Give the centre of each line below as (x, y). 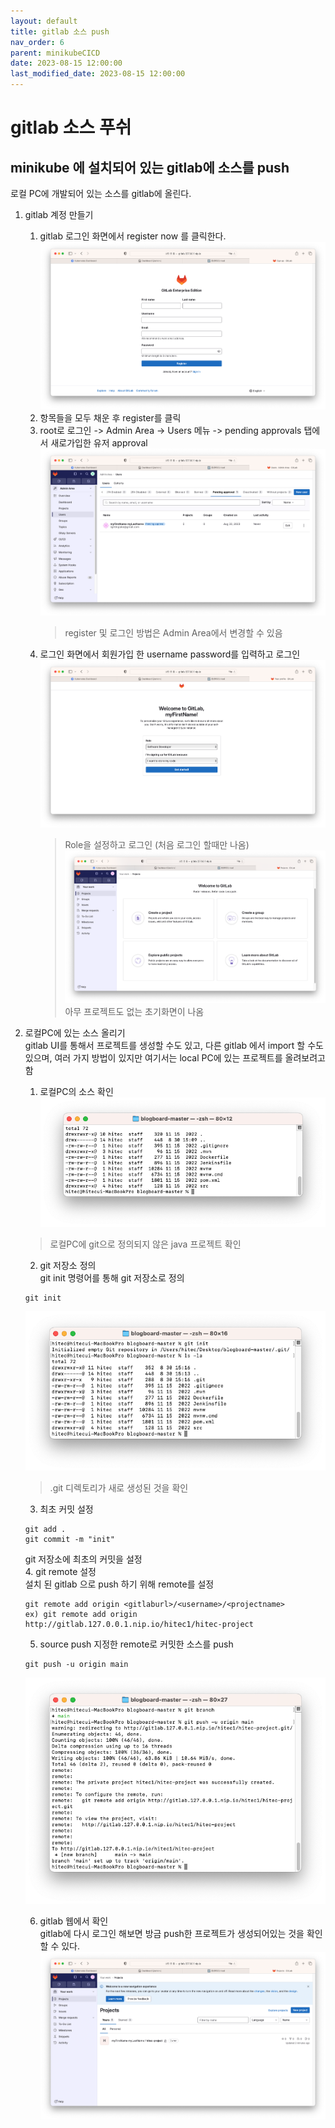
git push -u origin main (76, 1665)
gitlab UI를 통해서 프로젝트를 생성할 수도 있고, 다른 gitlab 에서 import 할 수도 (174, 1046)
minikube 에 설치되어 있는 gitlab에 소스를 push (150, 167)
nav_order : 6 (37, 42)
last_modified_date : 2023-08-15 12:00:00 (98, 74)
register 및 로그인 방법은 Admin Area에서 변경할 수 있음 (173, 633)
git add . (45, 1530)
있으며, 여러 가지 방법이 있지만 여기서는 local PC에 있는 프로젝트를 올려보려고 (175, 1058)
